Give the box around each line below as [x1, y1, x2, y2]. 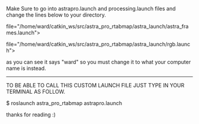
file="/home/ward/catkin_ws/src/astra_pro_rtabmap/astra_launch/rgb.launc [6, 41, 191, 47]
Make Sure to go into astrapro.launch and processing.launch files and [6, 5, 176, 12]
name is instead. [6, 65, 46, 72]
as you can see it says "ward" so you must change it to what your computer [6, 59, 191, 65]
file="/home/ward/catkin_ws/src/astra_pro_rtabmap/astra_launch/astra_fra [6, 23, 189, 30]
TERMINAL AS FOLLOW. [6, 88, 66, 95]
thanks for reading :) [6, 111, 56, 118]
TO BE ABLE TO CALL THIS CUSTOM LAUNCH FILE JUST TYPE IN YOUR [6, 82, 185, 88]
